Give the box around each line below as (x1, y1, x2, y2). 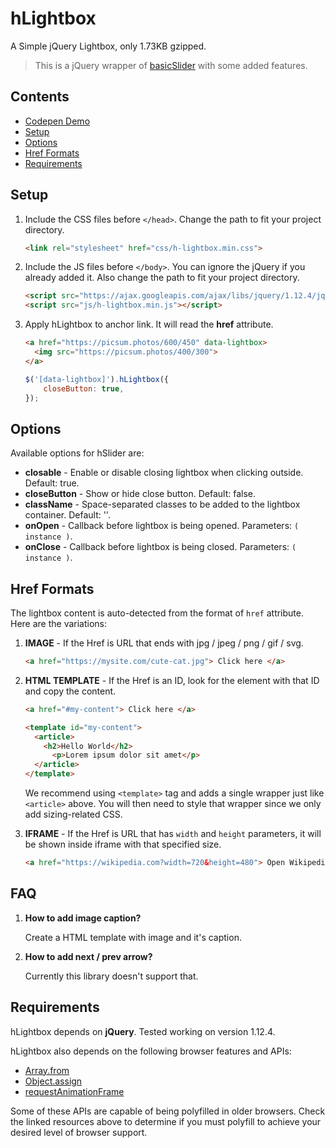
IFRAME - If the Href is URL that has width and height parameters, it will (24, 828, 322, 840)
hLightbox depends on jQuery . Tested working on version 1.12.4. (10, 1025, 276, 1037)
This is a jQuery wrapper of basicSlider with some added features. (34, 59, 308, 71)
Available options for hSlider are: (10, 447, 145, 459)
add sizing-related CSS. (24, 808, 123, 821)
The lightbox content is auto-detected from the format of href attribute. (10, 607, 304, 619)
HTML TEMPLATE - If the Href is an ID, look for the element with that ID (24, 674, 320, 686)
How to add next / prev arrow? (24, 950, 153, 962)
